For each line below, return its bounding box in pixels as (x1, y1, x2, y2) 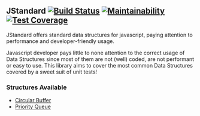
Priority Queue (14, 103, 51, 111)
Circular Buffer (14, 97, 51, 104)
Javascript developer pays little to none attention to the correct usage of (6, 49, 185, 56)
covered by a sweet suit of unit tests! (6, 68, 98, 75)
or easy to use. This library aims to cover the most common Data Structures (6, 62, 193, 69)
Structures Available (6, 83, 67, 91)
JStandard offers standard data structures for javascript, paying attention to (6, 31, 193, 38)
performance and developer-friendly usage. (6, 37, 115, 45)
